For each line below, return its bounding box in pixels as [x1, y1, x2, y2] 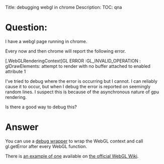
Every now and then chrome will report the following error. [5, 48, 126, 54]
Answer [5, 121, 39, 133]
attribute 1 [5, 68, 26, 74]
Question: [5, 22, 48, 33]
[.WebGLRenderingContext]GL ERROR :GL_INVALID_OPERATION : [5, 58, 141, 64]
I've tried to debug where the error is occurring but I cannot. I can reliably [5, 78, 157, 84]
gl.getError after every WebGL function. [5, 143, 87, 149]
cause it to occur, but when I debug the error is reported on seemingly [5, 83, 151, 89]
